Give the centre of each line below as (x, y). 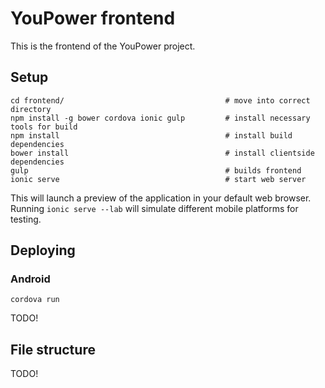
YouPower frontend (93, 18)
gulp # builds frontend (156, 170)
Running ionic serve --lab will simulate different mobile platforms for (154, 208)
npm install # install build (151, 135)
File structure (53, 349)
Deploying (43, 250)
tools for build (44, 127)
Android (30, 279)
